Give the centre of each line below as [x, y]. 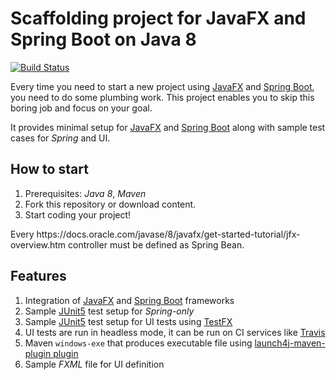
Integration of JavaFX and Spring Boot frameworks [129, 300]
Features [38, 276]
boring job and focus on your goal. [81, 108]
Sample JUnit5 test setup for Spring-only [109, 311]
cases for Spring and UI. [60, 138]
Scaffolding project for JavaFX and [158, 18]
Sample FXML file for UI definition [94, 364]
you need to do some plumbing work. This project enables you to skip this [162, 97]
